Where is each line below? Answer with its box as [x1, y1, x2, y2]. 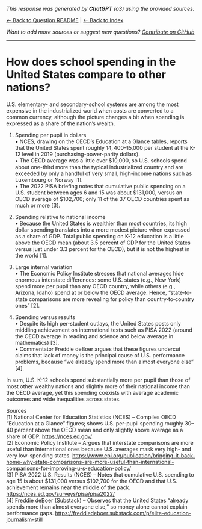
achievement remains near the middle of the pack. [6, 484, 131, 491]
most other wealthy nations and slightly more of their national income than [6, 382, 191, 390]
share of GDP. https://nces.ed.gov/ [6, 433, 93, 440]
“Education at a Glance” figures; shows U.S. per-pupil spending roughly [6, 419, 183, 427]
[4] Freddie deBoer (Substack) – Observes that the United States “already [6, 497, 189, 504]
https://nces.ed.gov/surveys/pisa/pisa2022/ [6, 490, 115, 497]
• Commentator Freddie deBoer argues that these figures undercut [14, 345, 181, 353]
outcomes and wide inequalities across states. [6, 395, 121, 403]
